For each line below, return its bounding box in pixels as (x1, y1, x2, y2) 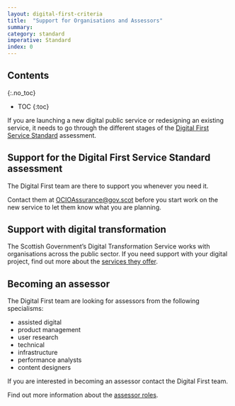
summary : (7, 23, 33, 31)
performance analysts (17, 356, 82, 364)
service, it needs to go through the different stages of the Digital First (7, 124, 210, 132)
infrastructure (17, 349, 58, 357)
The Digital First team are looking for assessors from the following (7, 297, 200, 305)
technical (17, 341, 45, 349)
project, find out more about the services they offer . (7, 257, 158, 266)
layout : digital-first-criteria (7, 10, 103, 18)
